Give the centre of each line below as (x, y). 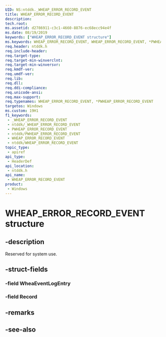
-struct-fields (26, 270)
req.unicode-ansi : (24, 92)
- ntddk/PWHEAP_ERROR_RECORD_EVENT (44, 134)
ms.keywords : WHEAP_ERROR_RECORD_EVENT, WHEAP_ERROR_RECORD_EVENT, (76, 42)
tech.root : (16, 23)
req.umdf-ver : (20, 74)
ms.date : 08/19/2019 (26, 33)
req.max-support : (23, 97)
